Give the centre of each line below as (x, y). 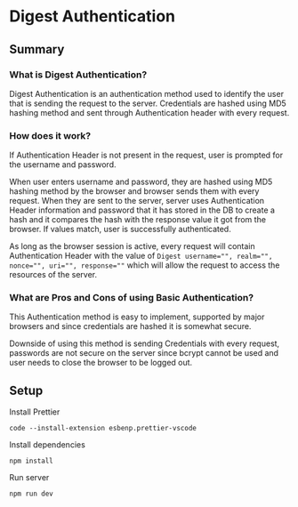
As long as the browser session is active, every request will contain (132, 246)
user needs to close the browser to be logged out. (101, 363)
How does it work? (50, 135)
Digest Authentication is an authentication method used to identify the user (147, 93)
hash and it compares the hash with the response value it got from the (138, 220)
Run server (29, 478)
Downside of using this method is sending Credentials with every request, (145, 343)
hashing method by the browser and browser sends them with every (134, 191)
